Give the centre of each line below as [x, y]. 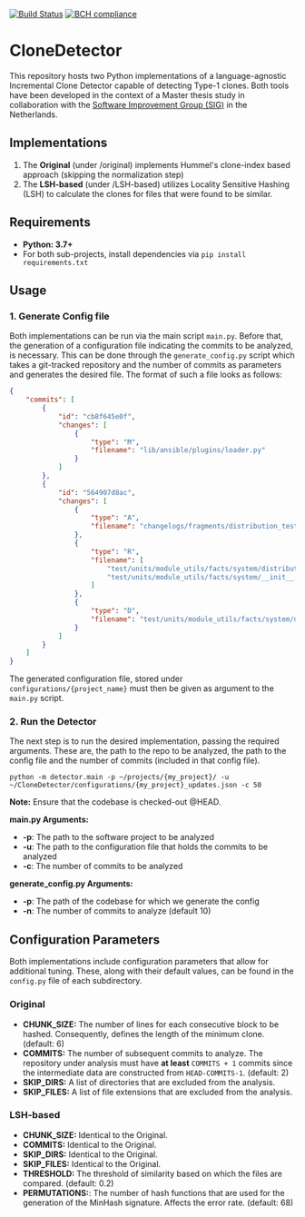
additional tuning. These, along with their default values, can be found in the [152, 971]
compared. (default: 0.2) [68, 1183]
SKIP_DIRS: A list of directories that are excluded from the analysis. [148, 1082]
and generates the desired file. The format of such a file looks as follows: [146, 375]
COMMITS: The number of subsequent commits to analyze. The [143, 1053]
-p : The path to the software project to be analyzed [118, 837]
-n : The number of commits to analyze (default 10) [117, 911]
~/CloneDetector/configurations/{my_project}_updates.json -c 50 [135, 786]
